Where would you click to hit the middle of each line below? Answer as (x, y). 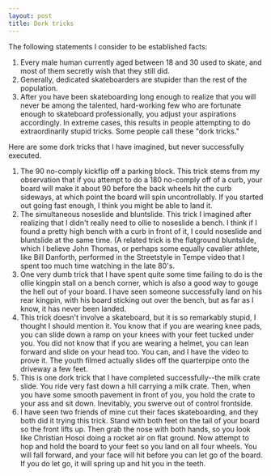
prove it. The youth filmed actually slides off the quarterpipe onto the (135, 360)
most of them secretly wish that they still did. (95, 70)
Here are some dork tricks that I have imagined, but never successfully (126, 147)
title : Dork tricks (41, 23)
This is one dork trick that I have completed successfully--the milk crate (140, 377)
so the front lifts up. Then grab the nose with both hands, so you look (135, 429)
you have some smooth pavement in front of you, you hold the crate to (138, 394)
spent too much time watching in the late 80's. (97, 266)
